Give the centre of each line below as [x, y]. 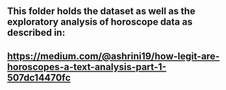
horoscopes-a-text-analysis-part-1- [87, 67]
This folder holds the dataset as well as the [101, 11]
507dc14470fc [39, 77]
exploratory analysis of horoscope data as [100, 22]
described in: [36, 33]
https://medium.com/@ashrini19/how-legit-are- [113, 56]
